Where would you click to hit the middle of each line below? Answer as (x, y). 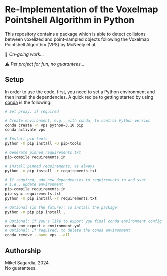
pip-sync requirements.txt (33, 194)
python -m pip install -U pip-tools (43, 144)
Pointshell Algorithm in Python (70, 20)
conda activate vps (25, 130)
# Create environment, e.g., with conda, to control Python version (78, 120)
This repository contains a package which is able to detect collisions (75, 34)
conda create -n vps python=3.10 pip (44, 125)
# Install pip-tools (27, 139)
